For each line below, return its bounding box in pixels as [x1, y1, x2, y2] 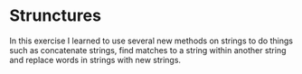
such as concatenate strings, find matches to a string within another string [9, 44, 287, 55]
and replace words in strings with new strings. [9, 54, 182, 65]
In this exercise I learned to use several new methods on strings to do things [9, 35, 294, 46]
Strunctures [9, 5, 102, 26]
